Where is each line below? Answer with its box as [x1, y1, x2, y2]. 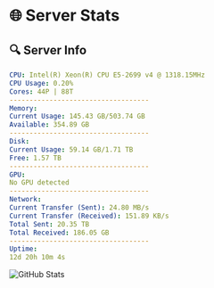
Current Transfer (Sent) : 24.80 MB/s [9, 203, 150, 212]
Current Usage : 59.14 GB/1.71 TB [9, 144, 134, 154]
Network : [9, 195, 42, 204]
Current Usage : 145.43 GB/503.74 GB [9, 112, 145, 121]
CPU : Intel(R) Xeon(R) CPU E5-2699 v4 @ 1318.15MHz [9, 70, 205, 79]
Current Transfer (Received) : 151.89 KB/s [9, 211, 169, 220]
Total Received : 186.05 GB [9, 228, 110, 237]
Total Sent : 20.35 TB [9, 219, 90, 228]
